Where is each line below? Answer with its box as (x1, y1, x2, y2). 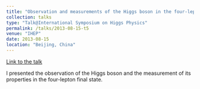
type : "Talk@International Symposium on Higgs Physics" (6, 20, 148, 26)
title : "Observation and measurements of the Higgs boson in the (6, 8, 171, 15)
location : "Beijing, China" (6, 42, 76, 48)
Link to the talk (6, 58, 43, 65)
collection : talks (6, 14, 52, 20)
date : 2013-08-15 (6, 36, 49, 42)
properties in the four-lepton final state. (6, 75, 103, 83)
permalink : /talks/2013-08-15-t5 (6, 25, 89, 31)
